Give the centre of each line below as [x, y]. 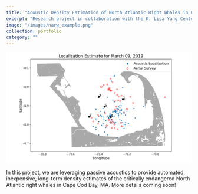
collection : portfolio [34, 31]
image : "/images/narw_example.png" [50, 25]
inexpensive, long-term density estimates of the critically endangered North [98, 179]
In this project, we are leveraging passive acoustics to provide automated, [96, 172]
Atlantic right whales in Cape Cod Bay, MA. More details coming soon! [91, 185]
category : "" [22, 37]
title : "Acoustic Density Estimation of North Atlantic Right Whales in [97, 12]
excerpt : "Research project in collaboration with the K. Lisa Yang [92, 19]
